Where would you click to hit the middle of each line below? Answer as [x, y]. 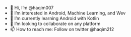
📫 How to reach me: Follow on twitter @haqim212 [62, 29]
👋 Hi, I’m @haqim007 [32, 8]
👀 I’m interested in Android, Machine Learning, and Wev [68, 13]
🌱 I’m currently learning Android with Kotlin [54, 18]
